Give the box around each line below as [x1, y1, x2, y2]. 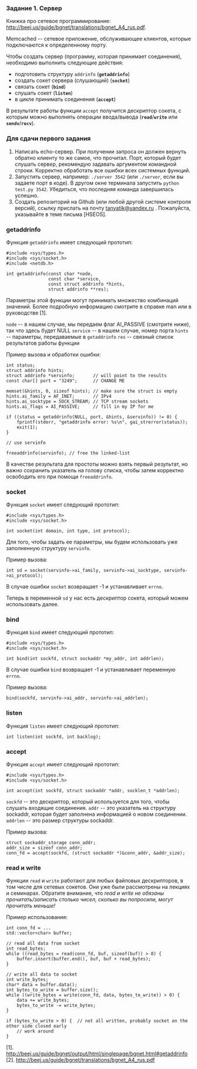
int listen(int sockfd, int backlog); [6, 734, 101, 740]
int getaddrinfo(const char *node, [6, 270, 94, 277]
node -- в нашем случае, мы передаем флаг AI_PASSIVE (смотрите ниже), [6, 321, 191, 328]
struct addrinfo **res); [48, 286, 109, 292]
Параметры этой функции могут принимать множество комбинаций [6, 296, 179, 303]
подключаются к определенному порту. [6, 41, 108, 48]
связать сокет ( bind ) [14, 83, 66, 90]
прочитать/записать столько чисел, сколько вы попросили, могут [6, 896, 173, 903]
